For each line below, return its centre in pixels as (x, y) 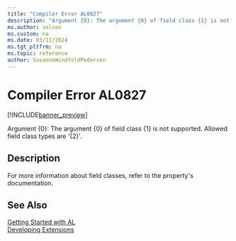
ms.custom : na (28, 34)
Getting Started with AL (41, 222)
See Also (27, 205)
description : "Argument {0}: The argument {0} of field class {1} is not (119, 21)
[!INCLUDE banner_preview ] (48, 115)
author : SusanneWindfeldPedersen (57, 60)
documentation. (30, 183)
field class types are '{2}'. (45, 136)
